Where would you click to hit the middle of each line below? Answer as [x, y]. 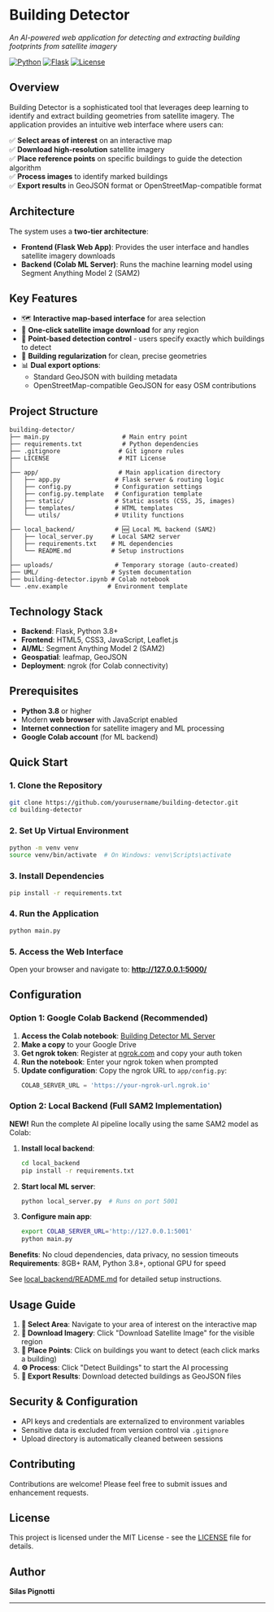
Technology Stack [56, 612]
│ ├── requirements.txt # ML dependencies [91, 544]
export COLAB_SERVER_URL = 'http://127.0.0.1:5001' [107, 1232]
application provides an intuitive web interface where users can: [117, 125]
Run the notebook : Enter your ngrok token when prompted [120, 1062]
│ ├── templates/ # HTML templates [91, 509]
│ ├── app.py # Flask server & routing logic [117, 480]
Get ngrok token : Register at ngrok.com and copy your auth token [131, 1053]
